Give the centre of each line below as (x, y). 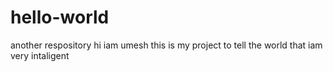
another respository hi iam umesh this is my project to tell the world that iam (166, 45)
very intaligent (40, 55)
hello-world (60, 17)
